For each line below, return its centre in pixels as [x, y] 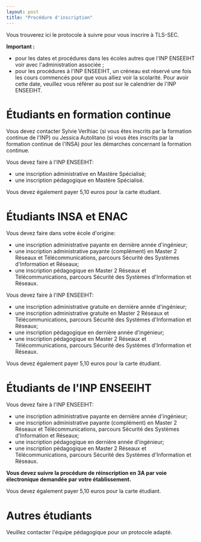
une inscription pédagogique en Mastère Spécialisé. [79, 180]
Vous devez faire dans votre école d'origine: [61, 233]
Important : [20, 47]
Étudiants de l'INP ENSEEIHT [79, 388]
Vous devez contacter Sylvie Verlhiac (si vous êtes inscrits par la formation [99, 131]
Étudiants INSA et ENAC [67, 217]
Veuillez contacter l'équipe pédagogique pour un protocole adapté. [89, 532]
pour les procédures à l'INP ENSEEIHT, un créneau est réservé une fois [103, 71]
